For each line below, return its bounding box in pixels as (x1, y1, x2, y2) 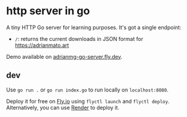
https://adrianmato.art (14, 42, 69, 49)
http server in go (6, 4, 90, 18)
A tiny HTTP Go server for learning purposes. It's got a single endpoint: (6, 24, 182, 31)
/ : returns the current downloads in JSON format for (14, 35, 143, 42)
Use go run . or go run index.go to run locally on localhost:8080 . (6, 86, 168, 93)
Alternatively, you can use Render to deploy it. (6, 104, 119, 111)
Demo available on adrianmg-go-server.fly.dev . (6, 53, 122, 60)
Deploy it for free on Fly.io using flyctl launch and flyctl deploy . (6, 97, 170, 105)
